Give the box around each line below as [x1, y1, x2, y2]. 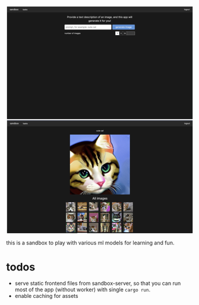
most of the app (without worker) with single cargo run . [14, 286, 150, 293]
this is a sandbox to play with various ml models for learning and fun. [6, 239, 175, 247]
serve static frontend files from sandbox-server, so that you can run [14, 280, 181, 287]
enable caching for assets [14, 293, 78, 300]
